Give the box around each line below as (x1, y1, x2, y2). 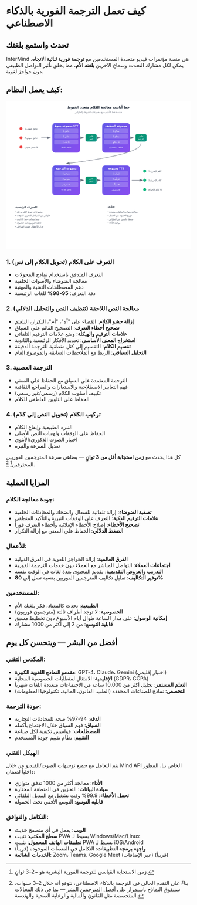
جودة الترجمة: (6, 702, 42, 710)
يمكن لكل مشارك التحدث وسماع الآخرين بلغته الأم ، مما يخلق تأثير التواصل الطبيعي (6, 62, 184, 69)
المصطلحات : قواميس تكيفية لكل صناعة (14, 728, 100, 735)
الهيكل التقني (6, 748, 39, 757)
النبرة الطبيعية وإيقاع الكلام (14, 423, 73, 431)
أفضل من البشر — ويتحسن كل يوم (6, 638, 118, 648)
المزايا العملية (6, 478, 50, 488)
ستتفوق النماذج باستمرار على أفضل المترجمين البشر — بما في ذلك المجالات (14, 886, 181, 893)
